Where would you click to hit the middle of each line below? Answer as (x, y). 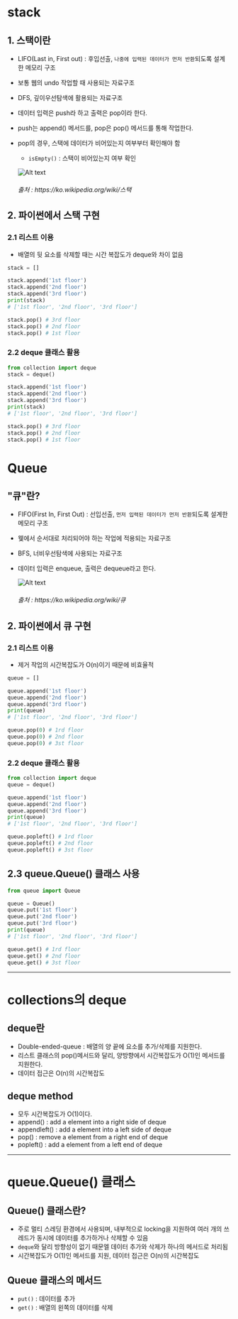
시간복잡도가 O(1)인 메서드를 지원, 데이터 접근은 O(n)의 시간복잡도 (108, 1256)
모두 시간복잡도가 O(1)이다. (55, 1114)
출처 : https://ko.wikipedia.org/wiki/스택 (74, 190)
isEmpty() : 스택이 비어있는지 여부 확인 (82, 158)
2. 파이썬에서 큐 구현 (50, 626)
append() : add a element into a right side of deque (92, 1122)
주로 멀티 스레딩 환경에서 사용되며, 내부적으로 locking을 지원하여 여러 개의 (120, 1229)
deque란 (26, 1028)
